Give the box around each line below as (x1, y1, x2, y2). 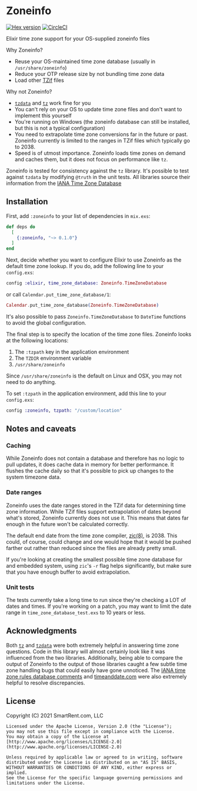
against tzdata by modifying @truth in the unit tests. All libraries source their (6, 173, 191, 180)
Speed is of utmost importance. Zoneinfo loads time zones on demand (14, 149, 186, 157)
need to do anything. (6, 378, 56, 385)
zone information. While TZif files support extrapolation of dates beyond (6, 508, 181, 515)
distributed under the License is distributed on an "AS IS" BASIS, (6, 759, 178, 765)
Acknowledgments (6, 626, 78, 636)
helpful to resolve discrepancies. (6, 679, 85, 686)
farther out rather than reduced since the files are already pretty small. (6, 544, 177, 551)
